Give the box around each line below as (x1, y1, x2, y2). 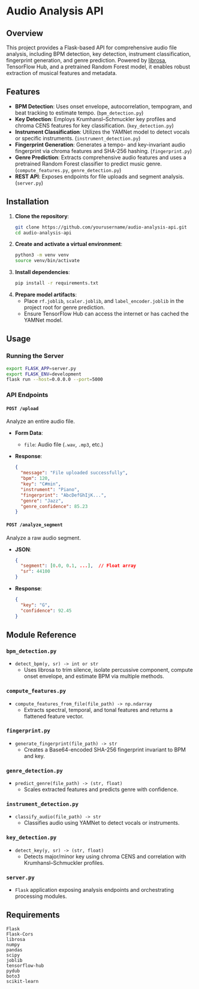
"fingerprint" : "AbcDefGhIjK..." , (20, 492, 107, 498)
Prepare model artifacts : (14, 291, 77, 298)
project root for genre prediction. (23, 304, 105, 311)
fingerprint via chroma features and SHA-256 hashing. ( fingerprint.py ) (14, 147, 192, 154)
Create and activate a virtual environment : (14, 241, 123, 248)
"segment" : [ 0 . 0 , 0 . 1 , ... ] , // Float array (20, 563, 137, 569)
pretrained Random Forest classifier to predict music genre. (14, 160, 162, 167)
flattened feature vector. (23, 713, 84, 720)
